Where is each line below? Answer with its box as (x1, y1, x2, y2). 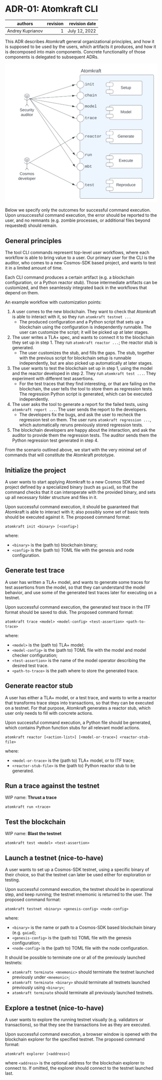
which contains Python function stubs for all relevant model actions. (5, 725, 140, 730)
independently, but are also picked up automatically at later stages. (19, 360, 153, 366)
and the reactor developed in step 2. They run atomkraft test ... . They (12, 371, 156, 376)
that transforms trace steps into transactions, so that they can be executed (5, 700, 154, 706)
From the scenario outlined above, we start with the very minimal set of (5, 447, 147, 453)
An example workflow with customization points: (5, 299, 102, 305)
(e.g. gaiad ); (12, 930, 36, 935)
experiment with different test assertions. (12, 376, 94, 382)
